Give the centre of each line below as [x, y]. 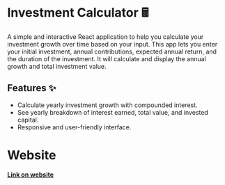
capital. [28, 120]
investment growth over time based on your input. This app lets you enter [113, 44]
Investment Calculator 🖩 [78, 13]
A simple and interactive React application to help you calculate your [106, 37]
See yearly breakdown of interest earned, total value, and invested [113, 112]
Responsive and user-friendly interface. [74, 127]
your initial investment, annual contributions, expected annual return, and [112, 51]
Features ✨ [32, 88]
